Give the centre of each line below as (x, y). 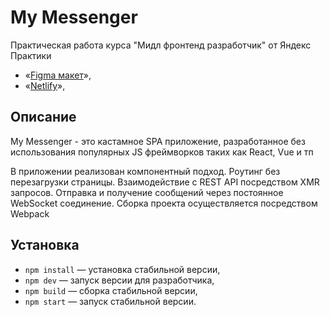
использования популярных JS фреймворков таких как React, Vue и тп (162, 152)
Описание (43, 117)
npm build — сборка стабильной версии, (111, 290)
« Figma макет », (58, 75)
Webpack (30, 213)
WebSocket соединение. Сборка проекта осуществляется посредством (164, 203)
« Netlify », (45, 85)
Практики (31, 55)
